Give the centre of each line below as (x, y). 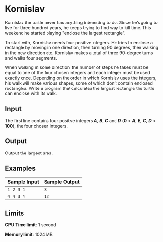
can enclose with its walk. (31, 93)
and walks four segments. (31, 58)
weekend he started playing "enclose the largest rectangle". (65, 33)
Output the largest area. (29, 153)
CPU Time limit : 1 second (31, 225)
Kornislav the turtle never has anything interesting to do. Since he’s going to (81, 22)
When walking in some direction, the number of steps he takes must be (77, 67)
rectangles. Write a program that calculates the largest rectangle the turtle (80, 88)
